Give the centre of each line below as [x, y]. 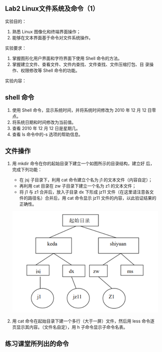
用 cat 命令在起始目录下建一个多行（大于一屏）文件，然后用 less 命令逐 [83, 321]
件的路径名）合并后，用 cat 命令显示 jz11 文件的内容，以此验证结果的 [88, 198]
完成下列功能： [27, 170]
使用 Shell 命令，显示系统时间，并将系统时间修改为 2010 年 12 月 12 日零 [84, 110]
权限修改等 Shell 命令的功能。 [50, 70]
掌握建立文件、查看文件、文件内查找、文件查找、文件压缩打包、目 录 [81, 64]
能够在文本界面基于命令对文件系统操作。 [52, 37]
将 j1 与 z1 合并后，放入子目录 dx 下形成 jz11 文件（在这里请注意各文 [87, 192]
